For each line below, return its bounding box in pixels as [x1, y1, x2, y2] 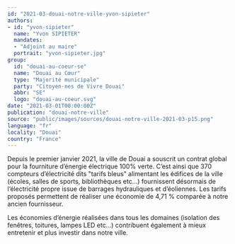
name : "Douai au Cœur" [13, 69, 81, 76]
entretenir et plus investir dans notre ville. [7, 228, 129, 237]
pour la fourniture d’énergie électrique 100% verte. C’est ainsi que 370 [7, 162, 212, 170]
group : [7, 57, 27, 64]
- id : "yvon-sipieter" [7, 23, 74, 30]
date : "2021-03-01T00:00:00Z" [7, 103, 97, 110]
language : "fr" [7, 122, 52, 129]
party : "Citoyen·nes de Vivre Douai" [13, 83, 125, 90]
